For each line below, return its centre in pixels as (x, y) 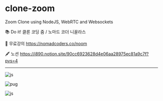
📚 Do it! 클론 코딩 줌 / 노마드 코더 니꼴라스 (46, 31)
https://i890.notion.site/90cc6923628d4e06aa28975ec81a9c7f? (84, 54)
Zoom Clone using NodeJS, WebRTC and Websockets (59, 22)
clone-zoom (30, 8)
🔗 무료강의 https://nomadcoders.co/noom (46, 43)
